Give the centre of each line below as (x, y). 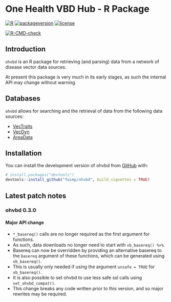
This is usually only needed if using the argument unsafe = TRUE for (84, 267)
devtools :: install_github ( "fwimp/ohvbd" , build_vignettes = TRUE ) (78, 180)
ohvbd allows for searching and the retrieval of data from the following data (84, 111)
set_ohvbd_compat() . (34, 283)
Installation (24, 153)
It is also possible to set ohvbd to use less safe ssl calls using (77, 277)
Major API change (25, 223)
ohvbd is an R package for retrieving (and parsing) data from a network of (82, 62)
